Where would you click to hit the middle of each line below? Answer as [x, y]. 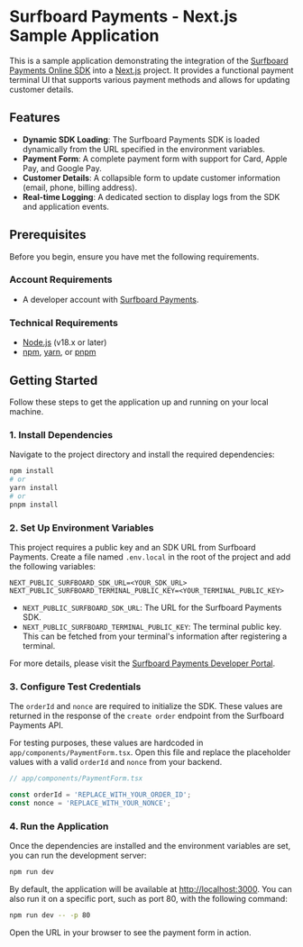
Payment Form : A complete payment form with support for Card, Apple [155, 159]
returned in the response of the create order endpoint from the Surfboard [147, 716]
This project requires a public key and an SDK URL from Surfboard [133, 547]
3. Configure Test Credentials [75, 687]
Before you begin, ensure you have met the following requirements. [134, 256]
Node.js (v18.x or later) [64, 342]
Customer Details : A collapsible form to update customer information [151, 178]
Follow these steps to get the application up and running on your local [139, 402]
